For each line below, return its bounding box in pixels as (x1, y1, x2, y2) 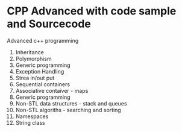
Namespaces (15, 113, 49, 120)
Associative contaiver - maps (15, 87, 89, 94)
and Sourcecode (7, 17, 91, 31)
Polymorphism (15, 55, 52, 62)
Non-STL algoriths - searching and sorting (15, 106, 121, 113)
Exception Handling (15, 68, 64, 75)
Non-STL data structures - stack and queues (15, 99, 127, 107)
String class (15, 119, 45, 126)
